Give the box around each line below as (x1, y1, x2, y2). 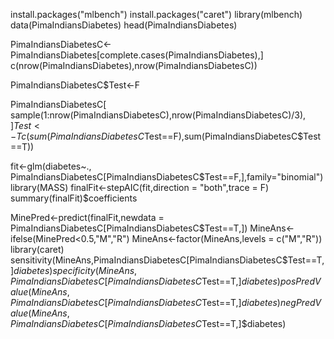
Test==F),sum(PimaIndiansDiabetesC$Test (143, 130, 322, 142)
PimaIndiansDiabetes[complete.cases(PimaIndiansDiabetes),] (10, 49, 264, 61)
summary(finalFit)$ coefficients (10, 192, 138, 204)
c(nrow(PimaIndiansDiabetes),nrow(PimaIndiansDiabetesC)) (10, 60, 258, 71)
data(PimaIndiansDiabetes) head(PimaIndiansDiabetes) (10, 19, 238, 31)
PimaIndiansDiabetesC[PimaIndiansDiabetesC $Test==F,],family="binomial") (10, 171, 324, 183)
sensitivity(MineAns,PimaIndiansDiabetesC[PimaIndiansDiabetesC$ (10, 254, 288, 266)
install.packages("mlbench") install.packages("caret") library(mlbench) (10, 9, 303, 20)
